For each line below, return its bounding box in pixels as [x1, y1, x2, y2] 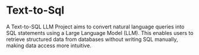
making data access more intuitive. [6, 42, 92, 49]
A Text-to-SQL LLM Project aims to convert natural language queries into [6, 23, 185, 30]
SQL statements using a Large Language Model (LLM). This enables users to [6, 29, 194, 36]
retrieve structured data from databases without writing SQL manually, [6, 35, 178, 43]
